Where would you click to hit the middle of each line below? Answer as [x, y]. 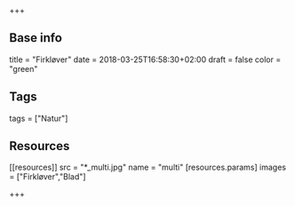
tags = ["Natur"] [39, 118]
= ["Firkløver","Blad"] [48, 177]
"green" [24, 68]
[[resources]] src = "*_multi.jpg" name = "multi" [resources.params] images [148, 167]
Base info [36, 38]
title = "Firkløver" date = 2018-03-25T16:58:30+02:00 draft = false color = [145, 59]
